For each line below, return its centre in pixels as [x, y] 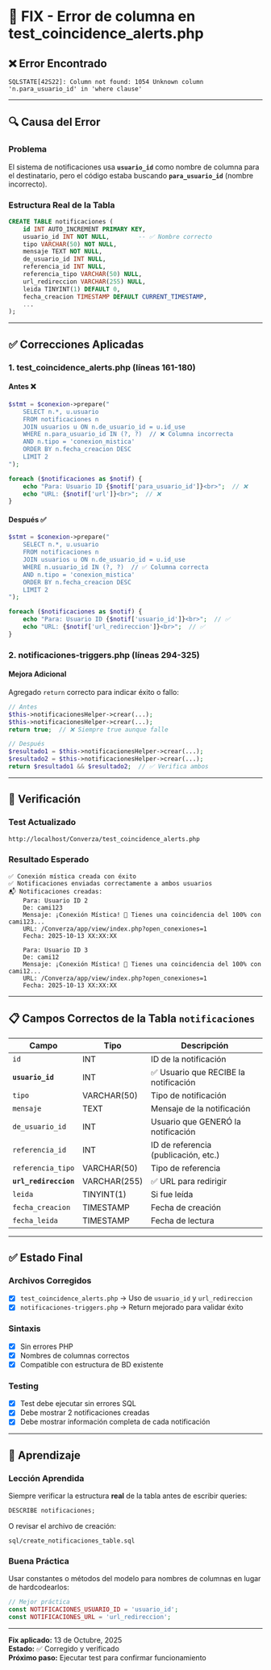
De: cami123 [43, 907]
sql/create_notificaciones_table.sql [72, 1541]
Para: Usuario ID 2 [56, 900]
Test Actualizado [42, 822]
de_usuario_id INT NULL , [65, 259]
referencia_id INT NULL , [65, 267]
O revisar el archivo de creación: [63, 1526]
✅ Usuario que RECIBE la [198, 1072]
